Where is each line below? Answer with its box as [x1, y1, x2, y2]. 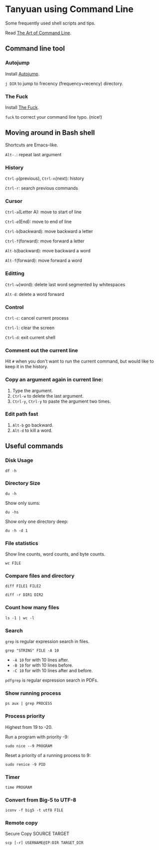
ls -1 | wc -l [5, 615, 35, 621]
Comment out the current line [5, 347, 78, 354]
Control [5, 304, 24, 311]
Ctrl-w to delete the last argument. [12, 393, 84, 399]
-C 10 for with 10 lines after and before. [12, 667, 93, 673]
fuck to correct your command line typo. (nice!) [5, 114, 102, 120]
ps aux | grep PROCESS [5, 701, 52, 706]
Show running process [5, 690, 61, 697]
